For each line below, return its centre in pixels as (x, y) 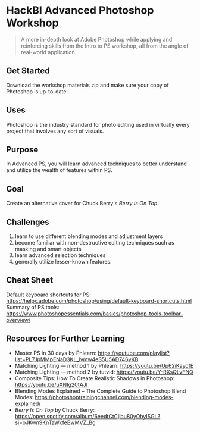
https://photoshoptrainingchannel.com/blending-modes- (104, 397)
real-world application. (49, 52)
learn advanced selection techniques (60, 255)
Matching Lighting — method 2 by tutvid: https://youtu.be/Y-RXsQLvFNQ (104, 372)
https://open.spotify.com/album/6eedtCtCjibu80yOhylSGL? (87, 416)
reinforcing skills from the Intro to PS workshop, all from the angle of (104, 46)
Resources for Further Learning (65, 339)
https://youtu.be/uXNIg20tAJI (51, 384)
